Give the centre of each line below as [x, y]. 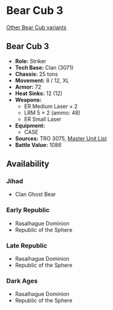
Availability [28, 164]
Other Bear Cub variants [36, 27]
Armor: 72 [28, 87]
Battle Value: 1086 [38, 145]
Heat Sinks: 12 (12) [39, 93]
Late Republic [27, 245]
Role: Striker [31, 61]
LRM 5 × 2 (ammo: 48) [52, 112]
